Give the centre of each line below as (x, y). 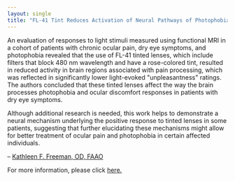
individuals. (24, 143)
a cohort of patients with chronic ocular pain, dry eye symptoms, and (107, 48)
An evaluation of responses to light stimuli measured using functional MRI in (116, 40)
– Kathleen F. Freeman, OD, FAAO (55, 156)
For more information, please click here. (65, 170)
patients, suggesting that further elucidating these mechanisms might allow (116, 128)
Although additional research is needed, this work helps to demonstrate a (113, 113)
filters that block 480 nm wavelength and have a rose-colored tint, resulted (115, 62)
